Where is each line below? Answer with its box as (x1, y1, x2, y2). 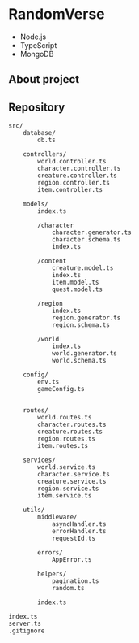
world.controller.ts (37, 158, 107, 166)
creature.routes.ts (37, 428, 103, 436)
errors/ (37, 549, 63, 557)
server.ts (8, 619, 42, 628)
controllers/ (23, 150, 67, 159)
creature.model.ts (51, 264, 114, 272)
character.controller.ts (37, 164, 121, 173)
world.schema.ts (51, 357, 107, 365)
